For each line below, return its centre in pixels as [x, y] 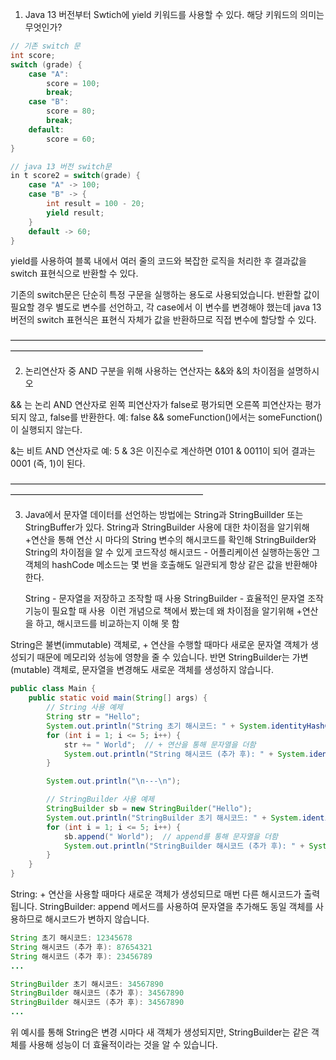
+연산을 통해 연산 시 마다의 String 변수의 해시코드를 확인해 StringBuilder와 [170, 540]
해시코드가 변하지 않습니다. [97, 919]
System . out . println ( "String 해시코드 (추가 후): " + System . [186, 754]
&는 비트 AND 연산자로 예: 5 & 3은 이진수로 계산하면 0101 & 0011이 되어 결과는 [163, 451]
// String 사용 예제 [84, 708]
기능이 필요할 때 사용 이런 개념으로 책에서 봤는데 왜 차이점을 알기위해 [159, 611]
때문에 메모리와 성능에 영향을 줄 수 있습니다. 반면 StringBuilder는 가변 [172, 657]
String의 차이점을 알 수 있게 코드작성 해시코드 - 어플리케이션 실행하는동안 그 [172, 552]
